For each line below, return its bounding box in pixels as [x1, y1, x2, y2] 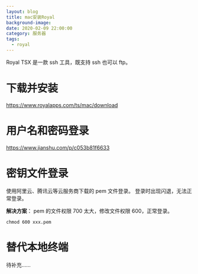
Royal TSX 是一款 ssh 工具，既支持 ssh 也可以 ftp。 [6, 59, 131, 66]
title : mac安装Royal [6, 14, 55, 20]
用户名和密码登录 [6, 124, 90, 137]
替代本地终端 [6, 240, 69, 254]
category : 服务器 [6, 31, 46, 37]
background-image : [6, 20, 51, 25]
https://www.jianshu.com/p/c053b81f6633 [6, 144, 110, 151]
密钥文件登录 [6, 166, 69, 180]
